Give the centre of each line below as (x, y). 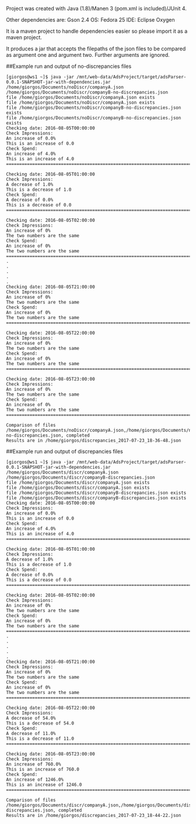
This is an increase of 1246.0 (44, 785)
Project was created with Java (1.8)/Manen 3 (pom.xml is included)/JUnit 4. (96, 8)
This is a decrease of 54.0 (40, 723)
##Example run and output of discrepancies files (65, 451)
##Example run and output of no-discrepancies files (69, 66)
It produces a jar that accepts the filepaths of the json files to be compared (96, 49)
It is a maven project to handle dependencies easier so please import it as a (97, 31)
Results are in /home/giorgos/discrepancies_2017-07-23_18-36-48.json (94, 441)
